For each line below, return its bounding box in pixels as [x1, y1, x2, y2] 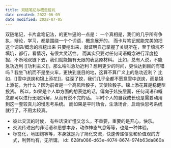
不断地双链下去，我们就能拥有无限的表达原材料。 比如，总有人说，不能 [14, 57, 163, 63]
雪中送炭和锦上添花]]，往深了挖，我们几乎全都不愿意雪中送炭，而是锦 [17, 76, 164, 82]
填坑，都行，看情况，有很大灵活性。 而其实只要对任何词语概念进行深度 [5, 50, 154, 56]
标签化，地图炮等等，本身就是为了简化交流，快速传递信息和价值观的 [12, 131, 156, 137]
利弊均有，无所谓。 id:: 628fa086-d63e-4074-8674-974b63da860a [21, 137, 164, 143]
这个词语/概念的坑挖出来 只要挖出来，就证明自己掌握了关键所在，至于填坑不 [5, 44, 164, 50]
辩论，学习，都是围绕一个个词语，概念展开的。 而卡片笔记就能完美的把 [14, 38, 163, 44]
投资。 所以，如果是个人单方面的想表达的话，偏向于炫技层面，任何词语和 [5, 88, 158, 94]
